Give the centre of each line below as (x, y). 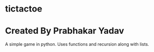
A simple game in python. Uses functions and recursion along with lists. (77, 44)
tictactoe (24, 9)
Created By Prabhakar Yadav (65, 31)
